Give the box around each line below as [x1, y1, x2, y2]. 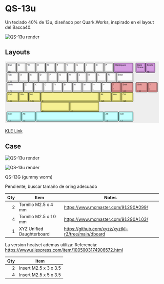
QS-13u [5, 3, 36, 14]
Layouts [5, 48, 30, 56]
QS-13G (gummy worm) [5, 174, 53, 180]
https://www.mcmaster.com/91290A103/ [64, 216, 148, 222]
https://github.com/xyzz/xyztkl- [64, 226, 128, 232]
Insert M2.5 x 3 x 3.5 [19, 265, 61, 271]
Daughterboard [19, 231, 50, 237]
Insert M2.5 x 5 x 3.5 [19, 272, 61, 278]
